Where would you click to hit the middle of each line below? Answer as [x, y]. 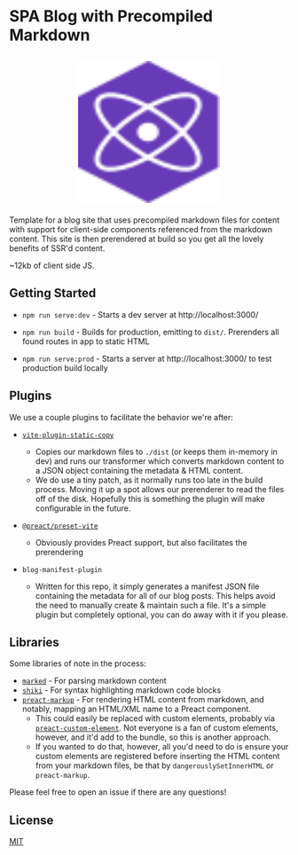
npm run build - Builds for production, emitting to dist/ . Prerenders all [150, 332]
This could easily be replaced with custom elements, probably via [155, 718]
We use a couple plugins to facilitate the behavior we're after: [121, 417]
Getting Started [53, 293]
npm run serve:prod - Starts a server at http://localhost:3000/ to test [147, 358]
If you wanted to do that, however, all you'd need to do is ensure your [162, 747]
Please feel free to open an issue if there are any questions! [118, 792]
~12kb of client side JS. [52, 265]
